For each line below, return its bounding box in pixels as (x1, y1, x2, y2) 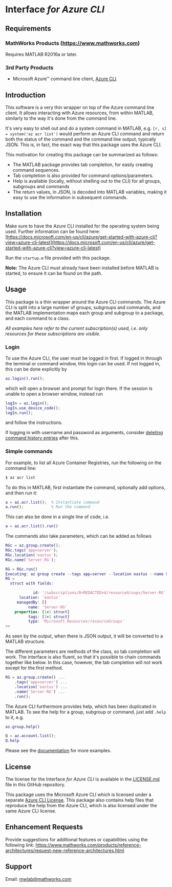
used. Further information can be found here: (5, 228, 100, 235)
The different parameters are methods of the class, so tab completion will (5, 648, 160, 654)
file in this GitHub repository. (5, 782, 66, 788)
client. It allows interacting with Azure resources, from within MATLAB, (5, 110, 154, 116)
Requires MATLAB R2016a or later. (5, 51, 78, 57)
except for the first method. (5, 665, 63, 671)
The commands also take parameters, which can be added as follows (5, 533, 152, 539)
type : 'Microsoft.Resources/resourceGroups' (28, 619, 125, 624)
